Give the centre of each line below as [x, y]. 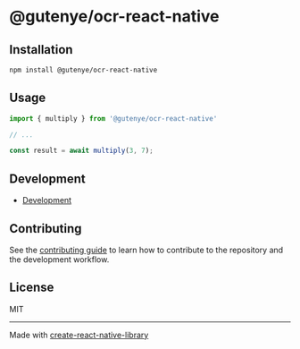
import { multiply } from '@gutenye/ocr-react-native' [113, 118]
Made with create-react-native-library [79, 335]
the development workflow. [59, 259]
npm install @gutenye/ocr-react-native [83, 70]
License [32, 288]
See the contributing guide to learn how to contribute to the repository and [146, 250]
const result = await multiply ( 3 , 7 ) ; [81, 151]
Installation [41, 50]
